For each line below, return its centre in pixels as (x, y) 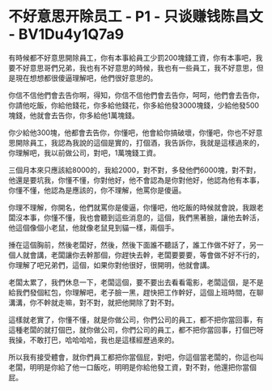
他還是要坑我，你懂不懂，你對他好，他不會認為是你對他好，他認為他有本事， (136, 180)
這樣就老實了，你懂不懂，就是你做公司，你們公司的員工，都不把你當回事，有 (136, 320)
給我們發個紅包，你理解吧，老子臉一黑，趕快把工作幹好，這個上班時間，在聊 (136, 292)
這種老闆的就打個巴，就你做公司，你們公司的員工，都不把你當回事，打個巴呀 (136, 329)
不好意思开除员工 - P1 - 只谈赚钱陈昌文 (136, 17)
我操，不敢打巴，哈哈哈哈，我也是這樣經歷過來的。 (93, 340)
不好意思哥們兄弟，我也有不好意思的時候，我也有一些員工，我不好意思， (136, 68)
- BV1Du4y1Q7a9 (66, 34)
